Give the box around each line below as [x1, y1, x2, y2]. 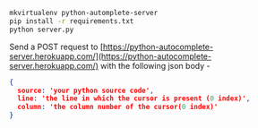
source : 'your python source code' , [17, 86, 154, 95]
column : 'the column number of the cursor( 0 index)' [17, 103, 219, 112]
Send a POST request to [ [9, 41, 104, 52]
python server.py [9, 25, 74, 34]
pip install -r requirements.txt [9, 16, 134, 26]
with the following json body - [99, 60, 211, 71]
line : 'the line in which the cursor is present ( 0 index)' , [17, 94, 251, 103]
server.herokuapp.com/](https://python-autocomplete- [9, 50, 212, 62]
